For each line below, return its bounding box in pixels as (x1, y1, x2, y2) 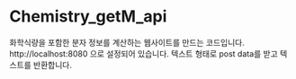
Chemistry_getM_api (9, 6, 167, 27)
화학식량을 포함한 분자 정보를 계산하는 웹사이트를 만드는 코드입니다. (9, 37, 245, 48)
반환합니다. (32, 59, 73, 70)
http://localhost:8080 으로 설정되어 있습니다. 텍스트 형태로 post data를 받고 (9, 48, 279, 59)
